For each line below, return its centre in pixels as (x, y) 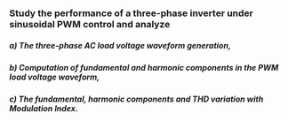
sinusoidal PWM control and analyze (90, 24)
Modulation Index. (44, 109)
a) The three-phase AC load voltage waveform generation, (120, 45)
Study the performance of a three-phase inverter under (131, 13)
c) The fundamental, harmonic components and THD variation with (136, 99)
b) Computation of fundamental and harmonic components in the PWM (144, 67)
